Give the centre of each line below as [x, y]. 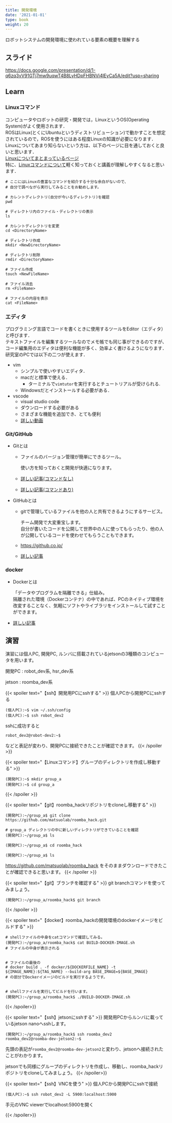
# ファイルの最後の [23, 963]
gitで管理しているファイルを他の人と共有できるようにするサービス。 [93, 512]
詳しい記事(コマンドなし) [47, 479]
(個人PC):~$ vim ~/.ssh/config [38, 710]
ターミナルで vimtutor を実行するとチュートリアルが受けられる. [94, 384]
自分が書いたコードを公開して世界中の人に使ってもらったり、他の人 [92, 529]
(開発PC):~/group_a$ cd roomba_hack [44, 846]
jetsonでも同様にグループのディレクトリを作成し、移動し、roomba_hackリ [84, 1066]
